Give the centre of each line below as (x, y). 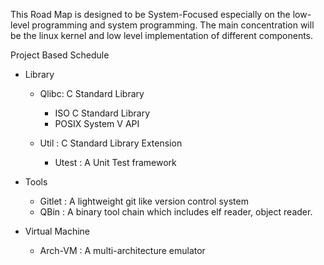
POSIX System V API (97, 123)
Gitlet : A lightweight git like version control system (144, 201)
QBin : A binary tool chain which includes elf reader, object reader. (176, 212)
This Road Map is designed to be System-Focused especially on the (150, 14)
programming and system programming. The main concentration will (173, 25)
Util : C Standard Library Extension (111, 143)
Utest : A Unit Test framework (115, 162)
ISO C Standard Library (102, 113)
